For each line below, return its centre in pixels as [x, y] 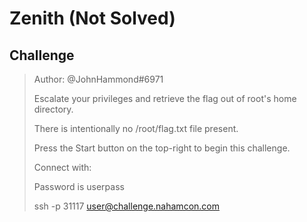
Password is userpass [79, 186]
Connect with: [62, 167]
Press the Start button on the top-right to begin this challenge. [162, 148]
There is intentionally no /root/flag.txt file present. [136, 128]
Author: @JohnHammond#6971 [98, 79]
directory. [53, 109]
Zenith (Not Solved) [92, 18]
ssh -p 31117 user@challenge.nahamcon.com [126, 206]
